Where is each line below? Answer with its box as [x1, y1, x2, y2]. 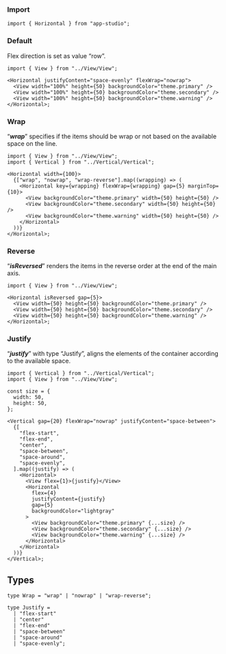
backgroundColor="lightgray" [32, 508, 115, 514]
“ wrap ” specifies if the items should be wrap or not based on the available [7, 132, 217, 140]
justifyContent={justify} [32, 496, 106, 503]
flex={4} [32, 490, 57, 497]
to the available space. [7, 357, 71, 365]
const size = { [7, 388, 51, 395]
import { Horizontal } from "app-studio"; [7, 21, 130, 27]
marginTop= [188, 183, 219, 189]
